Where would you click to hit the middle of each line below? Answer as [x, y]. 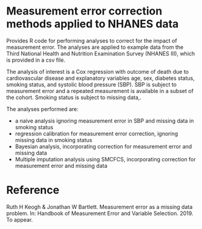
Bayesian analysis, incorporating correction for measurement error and [103, 146]
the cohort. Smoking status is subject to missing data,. [74, 97]
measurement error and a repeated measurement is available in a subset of [100, 91]
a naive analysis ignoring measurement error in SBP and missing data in [104, 121]
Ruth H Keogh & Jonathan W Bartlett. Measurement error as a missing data [99, 207]
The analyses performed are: [42, 109]
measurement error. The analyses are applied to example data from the [95, 47]
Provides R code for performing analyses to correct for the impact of [92, 40]
